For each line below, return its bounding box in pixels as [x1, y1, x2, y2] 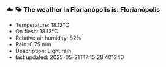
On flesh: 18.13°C [15, 28, 58, 35]
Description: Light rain [15, 48, 72, 55]
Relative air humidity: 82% [15, 34, 81, 41]
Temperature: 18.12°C [15, 21, 69, 29]
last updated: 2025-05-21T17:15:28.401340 [15, 54, 124, 61]
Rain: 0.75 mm [15, 41, 52, 48]
